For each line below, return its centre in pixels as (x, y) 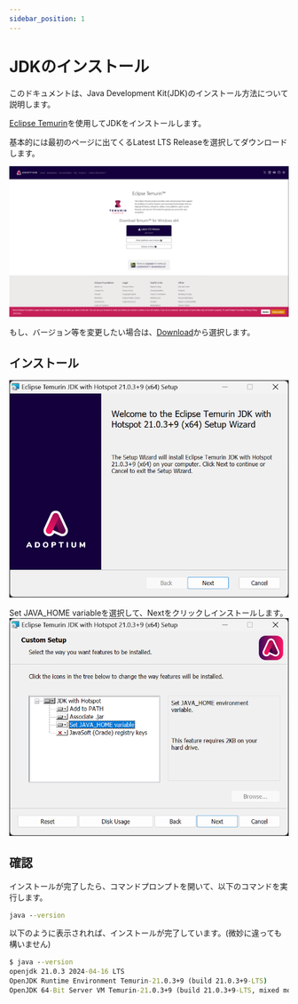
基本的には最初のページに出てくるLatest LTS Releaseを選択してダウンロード (149, 141)
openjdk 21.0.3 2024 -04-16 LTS (67, 972)
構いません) (30, 944)
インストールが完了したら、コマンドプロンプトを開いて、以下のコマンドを (145, 886)
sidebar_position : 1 (47, 19)
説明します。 (32, 104)
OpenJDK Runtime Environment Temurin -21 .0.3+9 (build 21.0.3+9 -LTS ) (138, 981)
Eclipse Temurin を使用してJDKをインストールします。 (108, 123)
